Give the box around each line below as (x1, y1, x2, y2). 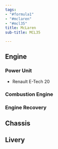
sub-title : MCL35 (5, 30, 41, 35)
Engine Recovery (5, 104, 47, 111)
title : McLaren (5, 26, 36, 30)
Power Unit (5, 67, 32, 74)
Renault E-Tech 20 (12, 78, 50, 84)
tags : (5, 7, 16, 12)
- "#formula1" (5, 12, 34, 17)
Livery (5, 136, 25, 144)
